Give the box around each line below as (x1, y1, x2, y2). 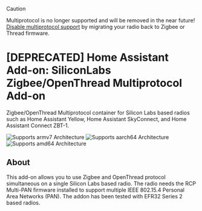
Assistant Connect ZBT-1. (6, 122, 70, 129)
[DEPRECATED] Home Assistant (6, 51, 169, 65)
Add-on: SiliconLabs (6, 63, 111, 77)
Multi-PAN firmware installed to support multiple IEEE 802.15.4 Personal (6, 186, 184, 194)
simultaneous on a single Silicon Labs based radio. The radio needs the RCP (6, 180, 197, 187)
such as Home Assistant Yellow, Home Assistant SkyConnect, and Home (6, 115, 187, 122)
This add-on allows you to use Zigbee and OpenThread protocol (6, 173, 166, 180)
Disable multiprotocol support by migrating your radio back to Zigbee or (6, 24, 186, 30)
